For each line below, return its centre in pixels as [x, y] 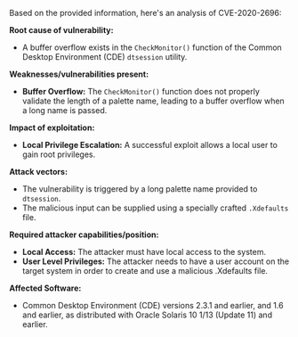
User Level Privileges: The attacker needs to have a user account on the [156, 261]
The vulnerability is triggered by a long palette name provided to [140, 189]
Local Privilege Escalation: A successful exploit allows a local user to [150, 145]
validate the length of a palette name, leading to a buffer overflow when [153, 101]
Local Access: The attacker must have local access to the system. [144, 252]
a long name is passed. [64, 110]
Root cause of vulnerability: [61, 30]
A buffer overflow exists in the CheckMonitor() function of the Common [152, 47]
